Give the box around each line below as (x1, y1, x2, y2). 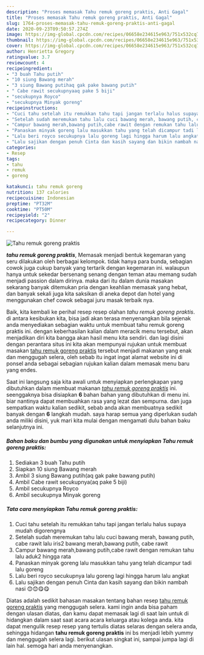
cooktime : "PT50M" (6, 206, 53, 213)
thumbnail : (6, 37, 34, 43)
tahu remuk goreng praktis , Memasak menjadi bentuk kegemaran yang (6, 252, 186, 259)
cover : (6, 43, 23, 49)
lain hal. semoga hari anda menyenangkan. (6, 642, 114, 650)
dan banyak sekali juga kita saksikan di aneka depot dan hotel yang (6, 290, 175, 298)
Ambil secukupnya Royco (15, 485, 79, 492)
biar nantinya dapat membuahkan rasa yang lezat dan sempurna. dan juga (6, 397, 192, 405)
